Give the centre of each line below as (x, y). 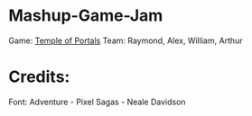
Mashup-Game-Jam (86, 16)
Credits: (39, 77)
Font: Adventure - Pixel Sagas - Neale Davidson (97, 102)
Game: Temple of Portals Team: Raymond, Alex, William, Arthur (126, 40)
